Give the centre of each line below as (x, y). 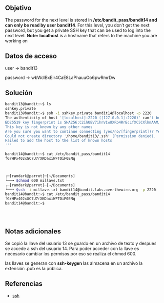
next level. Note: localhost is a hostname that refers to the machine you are (81, 35)
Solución (19, 93)
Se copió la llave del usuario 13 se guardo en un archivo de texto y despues (81, 243)
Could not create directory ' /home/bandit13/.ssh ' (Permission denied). (81, 136)
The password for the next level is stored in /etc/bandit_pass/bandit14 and (81, 20)
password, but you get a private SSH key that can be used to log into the (78, 30)
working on (16, 41)
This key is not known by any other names (49, 127)
